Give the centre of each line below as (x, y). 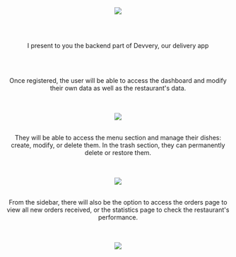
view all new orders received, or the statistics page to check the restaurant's (118, 210)
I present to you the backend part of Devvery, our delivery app (118, 46)
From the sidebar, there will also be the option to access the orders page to (118, 202)
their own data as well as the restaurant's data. (118, 88)
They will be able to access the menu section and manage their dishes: (118, 138)
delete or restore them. (118, 153)
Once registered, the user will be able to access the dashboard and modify (118, 80)
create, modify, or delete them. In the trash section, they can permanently (118, 145)
